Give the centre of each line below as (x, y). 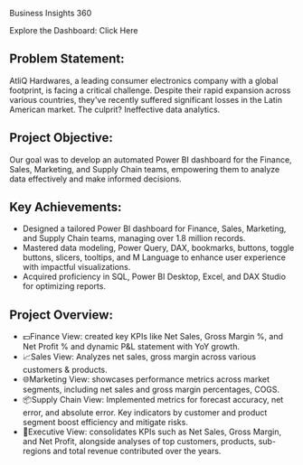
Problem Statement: (67, 59)
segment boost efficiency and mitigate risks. (105, 423)
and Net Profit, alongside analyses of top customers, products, (139, 442)
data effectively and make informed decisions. (96, 179)
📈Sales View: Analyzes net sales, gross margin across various (139, 357)
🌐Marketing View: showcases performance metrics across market (146, 379)
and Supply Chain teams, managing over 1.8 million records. (134, 238)
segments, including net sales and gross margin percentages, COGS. (151, 390)
